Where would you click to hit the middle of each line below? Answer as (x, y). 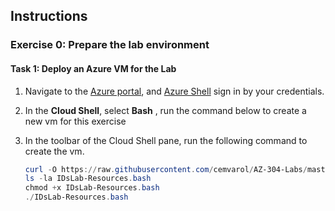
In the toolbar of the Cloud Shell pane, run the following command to (166, 140)
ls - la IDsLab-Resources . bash (88, 179)
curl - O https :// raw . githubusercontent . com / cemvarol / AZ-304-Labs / (166, 169)
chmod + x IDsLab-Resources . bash (92, 188)
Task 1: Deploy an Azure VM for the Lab (93, 68)
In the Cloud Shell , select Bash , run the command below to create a (165, 110)
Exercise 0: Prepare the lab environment (110, 45)
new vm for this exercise (75, 121)
